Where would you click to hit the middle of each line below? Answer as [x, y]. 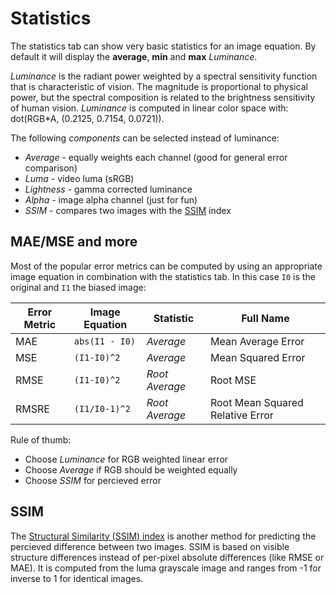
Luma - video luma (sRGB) [79, 178]
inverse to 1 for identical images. [77, 578]
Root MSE [233, 380]
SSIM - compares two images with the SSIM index [128, 210]
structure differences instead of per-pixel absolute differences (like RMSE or [167, 557]
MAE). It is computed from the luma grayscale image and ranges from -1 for [166, 568]
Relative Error [241, 415]
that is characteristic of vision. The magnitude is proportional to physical [159, 86]
